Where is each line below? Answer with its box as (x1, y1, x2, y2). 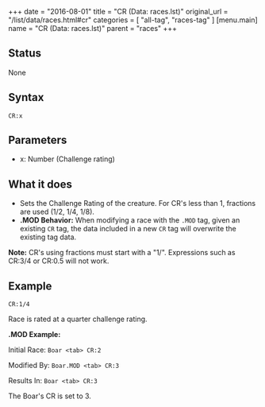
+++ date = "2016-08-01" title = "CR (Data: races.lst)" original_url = (8, 7, 229, 16)
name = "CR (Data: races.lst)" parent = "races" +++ (8, 24, 177, 33)
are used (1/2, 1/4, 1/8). (19, 207, 95, 217)
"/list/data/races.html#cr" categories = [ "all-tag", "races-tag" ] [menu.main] (8, 15, 258, 25)
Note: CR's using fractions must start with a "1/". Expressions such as (8, 248, 236, 258)
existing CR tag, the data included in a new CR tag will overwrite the (19, 224, 236, 234)
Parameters (8, 134, 67, 147)
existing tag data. (19, 232, 77, 242)
